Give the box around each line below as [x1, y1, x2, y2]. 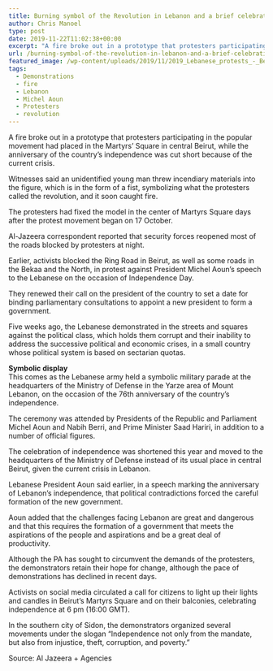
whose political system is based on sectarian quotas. [8, 348, 186, 357]
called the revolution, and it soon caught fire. [8, 192, 158, 201]
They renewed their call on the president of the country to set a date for [8, 289, 249, 298]
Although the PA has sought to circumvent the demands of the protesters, [8, 554, 255, 564]
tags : [8, 65, 27, 73]
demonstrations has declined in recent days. [8, 572, 157, 581]
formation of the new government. [8, 497, 123, 506]
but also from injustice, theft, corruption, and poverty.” [8, 638, 190, 647]
